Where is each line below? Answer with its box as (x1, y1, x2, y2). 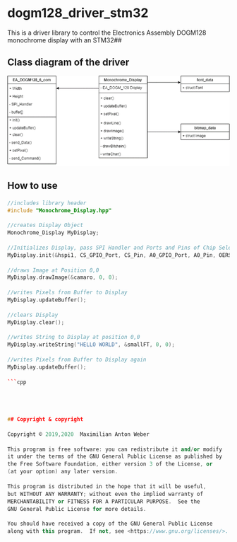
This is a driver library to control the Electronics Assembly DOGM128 (7, 28, 207, 37)
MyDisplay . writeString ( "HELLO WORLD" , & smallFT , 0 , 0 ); (7, 341, 175, 348)
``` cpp (7, 379, 27, 386)
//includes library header (7, 200, 87, 207)
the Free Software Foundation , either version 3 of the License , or (7, 461, 213, 468)
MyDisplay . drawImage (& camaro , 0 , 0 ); (7, 274, 119, 281)
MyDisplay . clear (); (7, 318, 65, 326)
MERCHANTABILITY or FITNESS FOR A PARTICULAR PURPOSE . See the (7, 497, 200, 505)
